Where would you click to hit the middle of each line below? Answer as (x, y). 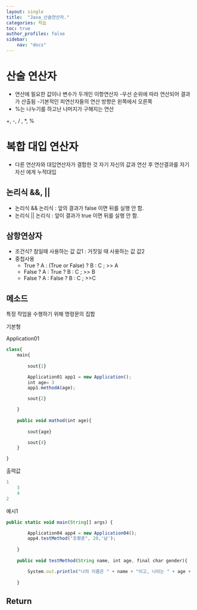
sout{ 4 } (37, 442)
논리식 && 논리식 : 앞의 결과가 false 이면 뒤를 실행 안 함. (79, 208)
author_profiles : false (36, 34)
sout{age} (40, 432)
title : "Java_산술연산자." (38, 17)
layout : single (25, 12)
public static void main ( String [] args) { (60, 522)
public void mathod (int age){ (54, 420)
